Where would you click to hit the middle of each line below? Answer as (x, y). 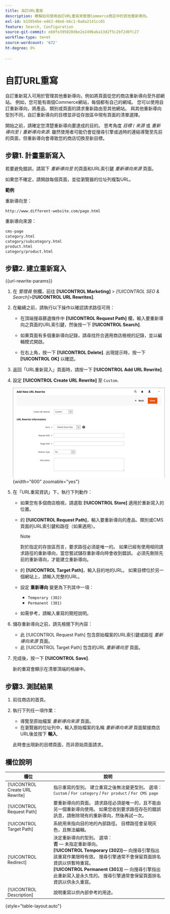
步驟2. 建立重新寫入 (36, 268)
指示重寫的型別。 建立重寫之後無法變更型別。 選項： (108, 787)
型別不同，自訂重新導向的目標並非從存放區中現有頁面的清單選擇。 (74, 114)
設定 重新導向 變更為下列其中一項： (57, 587)
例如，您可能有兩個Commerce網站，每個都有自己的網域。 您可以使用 (87, 102)
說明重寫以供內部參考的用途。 (84, 892)
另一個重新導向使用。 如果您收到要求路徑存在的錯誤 (107, 809)
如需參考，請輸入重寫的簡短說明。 (56, 613)
